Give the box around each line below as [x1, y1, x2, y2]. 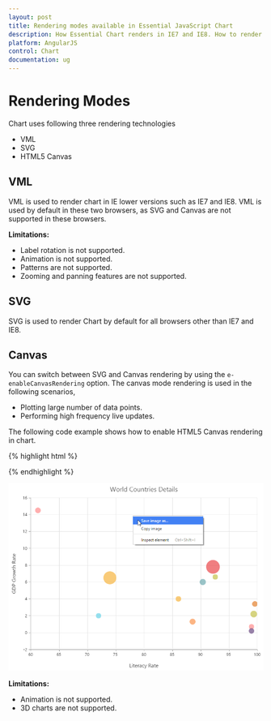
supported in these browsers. [8, 213, 107, 223]
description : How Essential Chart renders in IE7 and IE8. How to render [8, 30, 263, 38]
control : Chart [8, 47, 60, 56]
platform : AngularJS [8, 39, 78, 47]
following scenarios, [8, 387, 76, 397]
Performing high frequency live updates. [19, 411, 155, 421]
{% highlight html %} [8, 451, 78, 461]
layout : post [8, 13, 53, 21]
